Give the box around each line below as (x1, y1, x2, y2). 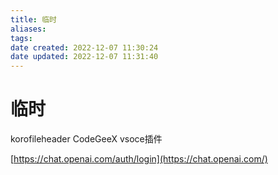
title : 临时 (10, 14, 57, 25)
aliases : (10, 24, 47, 34)
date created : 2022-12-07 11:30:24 (10, 42, 159, 53)
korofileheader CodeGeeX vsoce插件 (10, 133, 163, 145)
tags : (10, 33, 33, 43)
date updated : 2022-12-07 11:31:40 (10, 52, 159, 62)
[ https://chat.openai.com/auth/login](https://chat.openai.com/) (10, 153, 268, 165)
